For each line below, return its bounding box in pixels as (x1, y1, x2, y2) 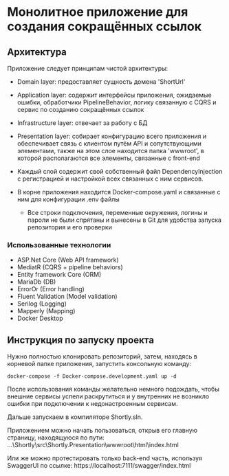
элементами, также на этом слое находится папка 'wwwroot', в (17, 147, 204, 155)
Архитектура (7, 46, 67, 58)
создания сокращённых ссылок (7, 19, 201, 34)
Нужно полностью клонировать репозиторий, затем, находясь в (7, 352, 197, 361)
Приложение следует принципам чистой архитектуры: (7, 65, 168, 72)
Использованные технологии (7, 240, 111, 249)
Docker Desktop (17, 314, 63, 323)
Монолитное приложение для (7, 4, 188, 20)
